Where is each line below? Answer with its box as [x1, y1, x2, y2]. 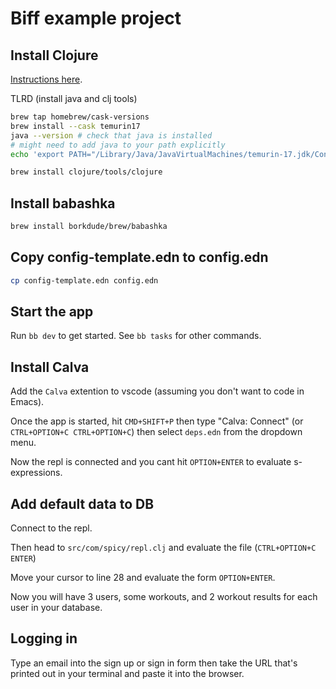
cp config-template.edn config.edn [10, 275, 159, 286]
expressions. [10, 467, 63, 479]
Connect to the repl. [10, 522, 93, 534]
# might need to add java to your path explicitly [10, 140, 226, 150]
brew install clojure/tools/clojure [10, 167, 163, 177]
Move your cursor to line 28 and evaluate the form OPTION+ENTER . [10, 572, 276, 584]
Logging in [10, 630, 78, 647]
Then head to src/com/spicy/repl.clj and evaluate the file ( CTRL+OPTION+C [10, 542, 317, 554]
